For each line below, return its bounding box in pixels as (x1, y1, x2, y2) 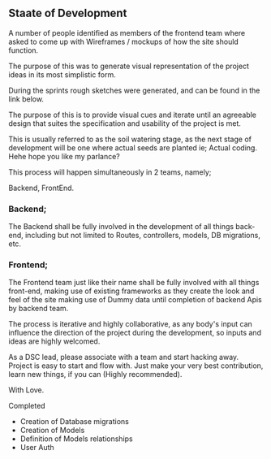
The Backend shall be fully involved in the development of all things (8, 222, 234, 232)
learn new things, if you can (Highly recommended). (8, 370, 183, 379)
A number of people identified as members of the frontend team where (8, 28, 246, 37)
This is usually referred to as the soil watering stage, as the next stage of (8, 134, 252, 144)
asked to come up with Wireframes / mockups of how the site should (8, 37, 239, 46)
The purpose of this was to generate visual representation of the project (8, 61, 250, 71)
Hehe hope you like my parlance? (8, 151, 120, 161)
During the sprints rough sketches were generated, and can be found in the (8, 85, 260, 95)
